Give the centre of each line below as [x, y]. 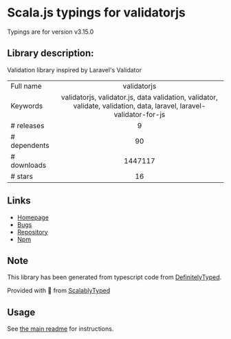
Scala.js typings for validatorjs [96, 13]
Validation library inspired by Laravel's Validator [75, 69]
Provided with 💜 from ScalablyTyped [59, 291]
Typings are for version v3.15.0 [51, 32]
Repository [32, 232]
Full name [26, 86]
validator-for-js [140, 114]
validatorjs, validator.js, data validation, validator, [140, 97]
